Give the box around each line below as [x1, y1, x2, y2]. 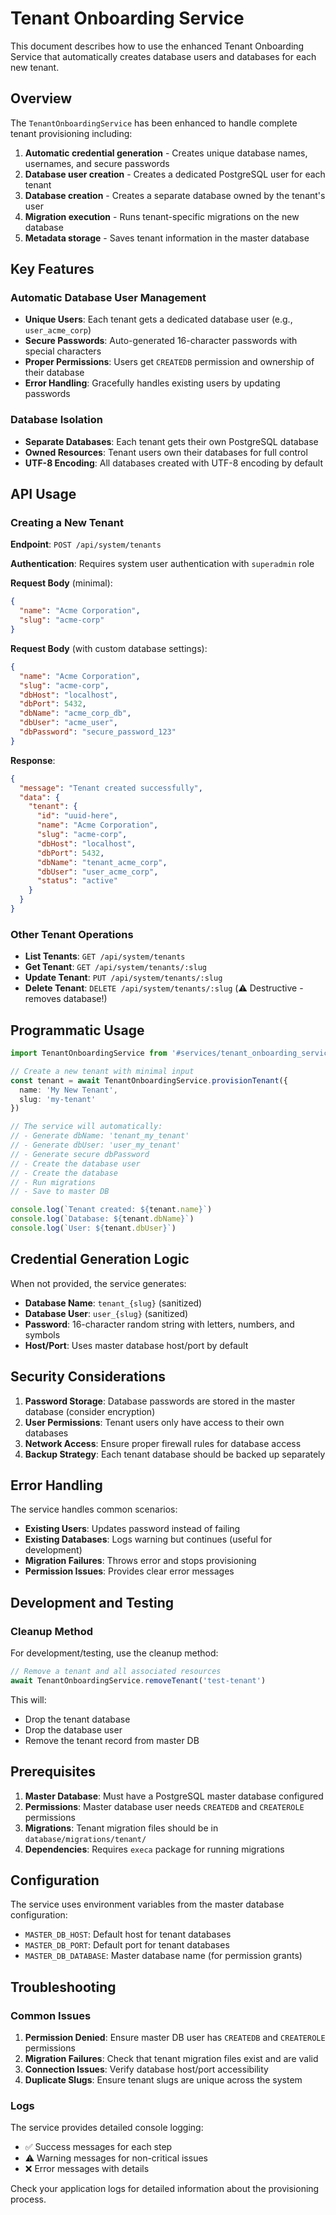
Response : [10, 754, 56, 766]
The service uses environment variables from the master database [10, 1898, 285, 1911]
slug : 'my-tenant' [19, 1094, 97, 1104]
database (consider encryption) [24, 1405, 156, 1417]
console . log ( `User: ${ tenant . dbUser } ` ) [10, 1223, 177, 1234]
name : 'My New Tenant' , [19, 1085, 118, 1095]
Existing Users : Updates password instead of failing [24, 1523, 241, 1535]
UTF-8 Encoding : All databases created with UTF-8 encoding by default [24, 457, 323, 469]
